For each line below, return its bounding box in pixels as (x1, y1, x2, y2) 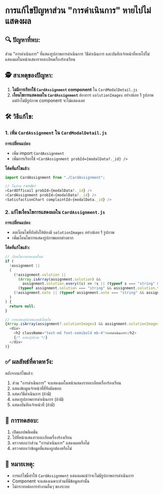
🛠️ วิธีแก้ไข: (5, 112, 34, 121)
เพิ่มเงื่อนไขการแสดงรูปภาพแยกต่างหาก (12, 235, 74, 241)
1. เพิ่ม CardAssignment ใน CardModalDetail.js (5, 129, 107, 136)
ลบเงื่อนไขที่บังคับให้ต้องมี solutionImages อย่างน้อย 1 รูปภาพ (12, 229, 115, 235)
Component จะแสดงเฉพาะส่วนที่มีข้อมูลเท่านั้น (12, 478, 90, 484)
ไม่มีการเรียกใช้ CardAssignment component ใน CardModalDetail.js (12, 86, 138, 92)
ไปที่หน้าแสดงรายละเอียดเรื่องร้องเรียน (12, 434, 72, 441)
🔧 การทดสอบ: (5, 416, 39, 424)
